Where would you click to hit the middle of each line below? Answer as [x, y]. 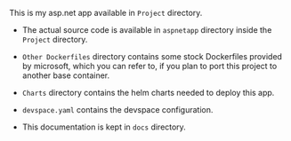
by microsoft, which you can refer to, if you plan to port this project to [150, 66]
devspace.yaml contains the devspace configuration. [117, 110]
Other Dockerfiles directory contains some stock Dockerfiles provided [152, 56]
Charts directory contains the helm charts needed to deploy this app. [148, 93]
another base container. [66, 75]
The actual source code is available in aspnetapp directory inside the [147, 30]
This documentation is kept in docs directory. [104, 127]
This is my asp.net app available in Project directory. [106, 13]
